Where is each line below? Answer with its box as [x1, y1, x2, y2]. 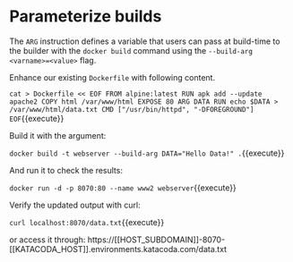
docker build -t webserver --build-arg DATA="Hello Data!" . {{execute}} [9, 148, 285, 158]
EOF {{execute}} [9, 113, 65, 123]
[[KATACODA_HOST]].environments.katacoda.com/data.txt [9, 243, 227, 254]
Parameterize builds [9, 6, 162, 27]
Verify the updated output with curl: [9, 199, 141, 210]
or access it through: [9, 234, 86, 245]
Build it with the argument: [9, 130, 107, 140]
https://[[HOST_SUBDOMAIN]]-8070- [87, 234, 226, 245]
